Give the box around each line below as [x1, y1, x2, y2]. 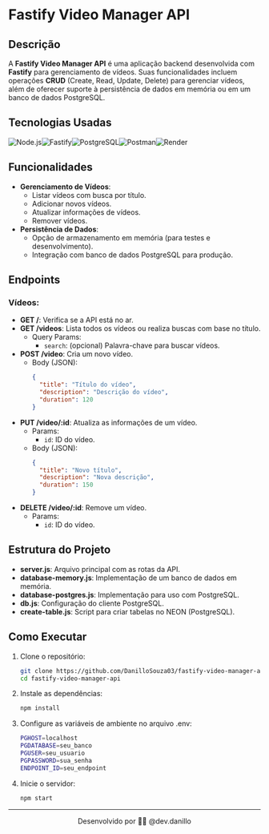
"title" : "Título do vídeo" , [38, 381, 137, 389]
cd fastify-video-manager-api [19, 675, 122, 683]
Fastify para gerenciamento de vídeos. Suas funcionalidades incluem [8, 67, 238, 77]
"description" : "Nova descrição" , [38, 473, 155, 481]
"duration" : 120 [38, 395, 94, 404]
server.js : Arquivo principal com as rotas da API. [19, 564, 181, 574]
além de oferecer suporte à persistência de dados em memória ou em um [8, 84, 251, 94]
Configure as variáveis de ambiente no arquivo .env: [19, 719, 192, 728]
